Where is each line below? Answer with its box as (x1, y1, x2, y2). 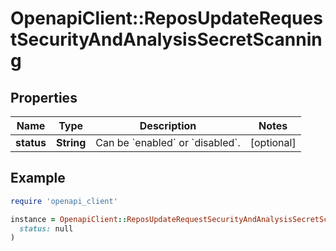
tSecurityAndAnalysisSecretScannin (10, 28, 323, 51)
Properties (10, 89, 78, 106)
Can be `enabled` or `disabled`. (95, 136, 241, 149)
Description (139, 119, 197, 132)
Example (10, 170, 66, 187)
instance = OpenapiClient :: (10, 214, 128, 224)
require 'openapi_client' (10, 196, 118, 206)
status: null (19, 223, 74, 234)
